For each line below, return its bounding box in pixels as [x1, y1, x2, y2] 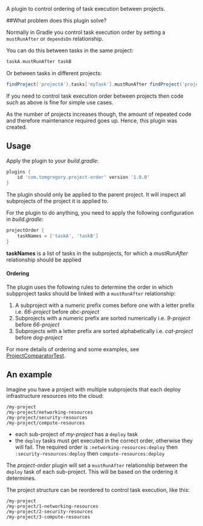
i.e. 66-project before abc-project [14, 308, 100, 315]
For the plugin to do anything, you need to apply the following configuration [6, 209, 195, 217]
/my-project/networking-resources [6, 409, 94, 415]
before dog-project [14, 334, 63, 342]
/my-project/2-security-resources [6, 508, 94, 514]
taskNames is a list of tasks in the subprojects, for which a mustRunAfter [6, 249, 188, 257]
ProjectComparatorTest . [6, 352, 66, 360]
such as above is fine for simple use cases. [6, 98, 114, 106]
